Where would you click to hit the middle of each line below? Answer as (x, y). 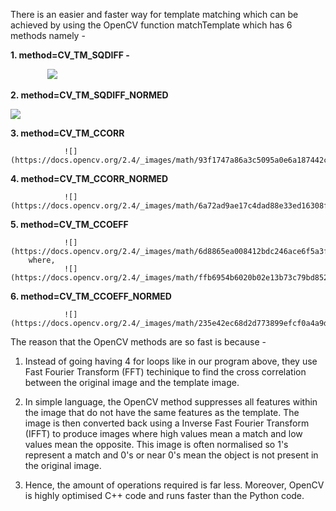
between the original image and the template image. (132, 382)
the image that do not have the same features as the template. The (162, 412)
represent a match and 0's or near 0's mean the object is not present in (171, 455)
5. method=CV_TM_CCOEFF (69, 224)
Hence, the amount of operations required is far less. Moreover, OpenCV (174, 485)
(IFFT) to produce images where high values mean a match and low (163, 433)
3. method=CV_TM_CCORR (67, 133)
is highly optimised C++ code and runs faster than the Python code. (164, 495)
